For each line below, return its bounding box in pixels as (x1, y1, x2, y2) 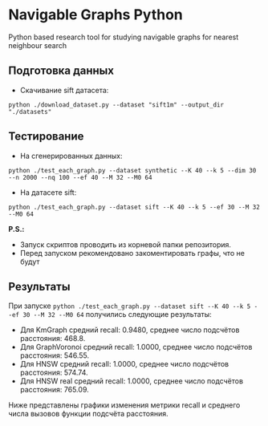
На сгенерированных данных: (19, 151, 123, 160)
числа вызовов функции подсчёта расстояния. (8, 409, 169, 419)
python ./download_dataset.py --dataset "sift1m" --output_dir (8, 100, 225, 109)
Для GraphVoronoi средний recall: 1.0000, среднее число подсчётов (19, 343, 253, 352)
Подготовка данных (8, 64, 115, 78)
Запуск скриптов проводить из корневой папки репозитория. (19, 239, 231, 250)
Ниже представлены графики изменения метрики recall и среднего (8, 400, 241, 410)
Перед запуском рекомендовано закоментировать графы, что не (19, 248, 245, 258)
